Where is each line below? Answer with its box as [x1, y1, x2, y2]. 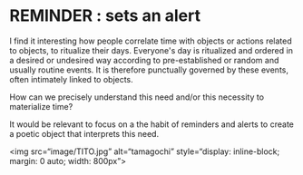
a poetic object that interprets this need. [9, 128, 160, 139]
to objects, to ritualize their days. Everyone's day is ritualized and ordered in [9, 44, 293, 55]
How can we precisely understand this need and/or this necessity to [9, 92, 265, 102]
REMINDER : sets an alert [9, 5, 201, 26]
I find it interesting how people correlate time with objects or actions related [9, 35, 292, 46]
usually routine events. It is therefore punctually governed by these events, [9, 64, 288, 75]
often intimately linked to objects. [9, 73, 133, 84]
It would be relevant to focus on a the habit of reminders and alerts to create [9, 119, 295, 130]
